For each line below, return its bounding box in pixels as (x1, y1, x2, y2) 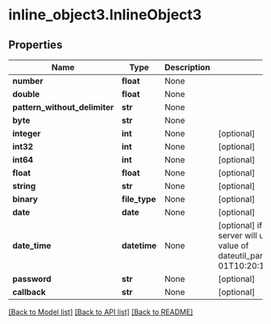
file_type (121, 194, 156, 204)
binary (12, 194, 39, 204)
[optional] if (218, 220, 263, 231)
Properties (8, 38, 63, 52)
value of (218, 240, 249, 251)
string (12, 180, 36, 191)
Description (164, 62, 211, 73)
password (12, 273, 52, 284)
